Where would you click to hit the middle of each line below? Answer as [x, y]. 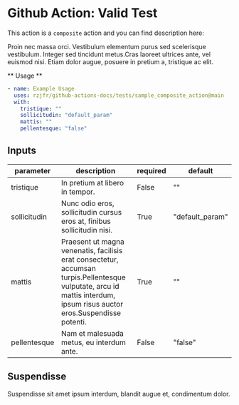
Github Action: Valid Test [83, 13]
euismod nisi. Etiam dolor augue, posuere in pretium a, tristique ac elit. [110, 61]
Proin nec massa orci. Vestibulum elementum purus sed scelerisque [107, 46]
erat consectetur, [90, 260]
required [152, 170]
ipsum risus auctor [92, 304]
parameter [33, 170]
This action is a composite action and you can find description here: [106, 33]
